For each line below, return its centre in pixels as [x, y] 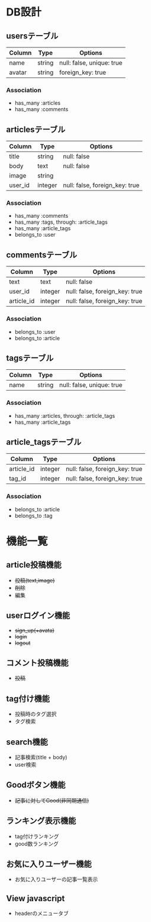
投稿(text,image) [35, 580]
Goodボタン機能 [36, 785]
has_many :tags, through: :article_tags [61, 222]
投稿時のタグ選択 [36, 714]
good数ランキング [37, 843]
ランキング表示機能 [41, 821]
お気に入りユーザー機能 [49, 864]
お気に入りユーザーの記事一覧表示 [56, 879]
